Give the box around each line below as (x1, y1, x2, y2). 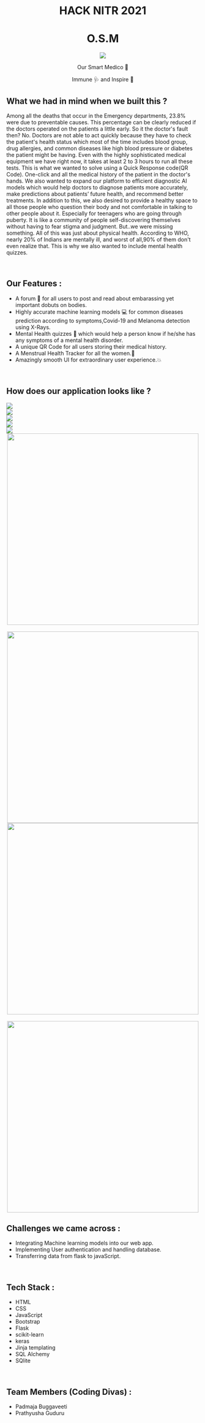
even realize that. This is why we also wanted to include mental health (6, 242, 183, 249)
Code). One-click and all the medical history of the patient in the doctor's (6, 170, 191, 178)
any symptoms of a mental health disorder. (15, 336, 124, 344)
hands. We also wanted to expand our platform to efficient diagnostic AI (6, 177, 187, 184)
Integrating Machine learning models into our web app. (15, 1239, 154, 1247)
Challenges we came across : (6, 1223, 121, 1234)
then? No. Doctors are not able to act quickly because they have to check (6, 131, 192, 139)
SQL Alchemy (15, 1351, 50, 1358)
